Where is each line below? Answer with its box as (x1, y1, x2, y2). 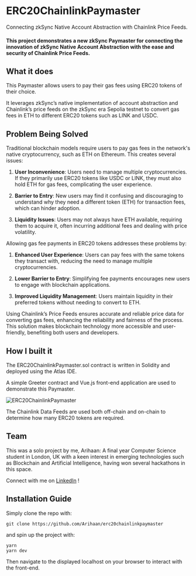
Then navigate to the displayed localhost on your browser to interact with (6, 558, 183, 565)
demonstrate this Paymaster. (6, 385, 75, 392)
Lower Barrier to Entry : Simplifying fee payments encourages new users (14, 275, 190, 282)
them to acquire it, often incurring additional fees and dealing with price (14, 222, 187, 229)
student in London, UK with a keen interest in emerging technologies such (6, 453, 184, 460)
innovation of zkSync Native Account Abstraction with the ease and (6, 43, 174, 50)
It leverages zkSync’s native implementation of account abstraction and (6, 100, 178, 107)
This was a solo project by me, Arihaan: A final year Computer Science (6, 447, 177, 454)
